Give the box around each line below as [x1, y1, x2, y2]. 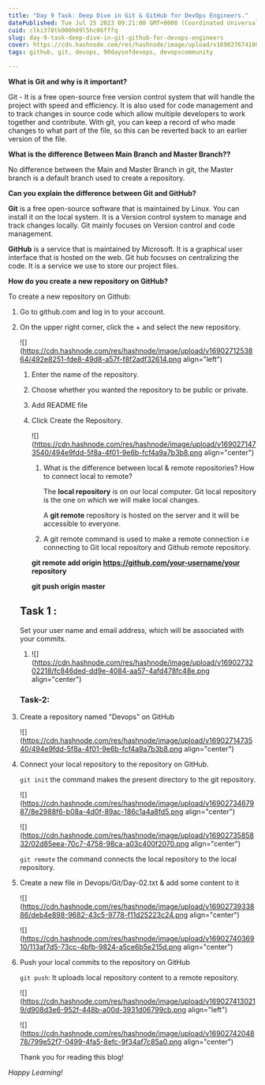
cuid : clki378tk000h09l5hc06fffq [8, 26, 118, 34]
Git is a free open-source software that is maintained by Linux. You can [8, 204, 240, 213]
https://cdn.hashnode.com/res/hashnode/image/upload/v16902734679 [22, 799, 255, 808]
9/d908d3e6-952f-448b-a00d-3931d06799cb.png [19, 1005, 187, 1015]
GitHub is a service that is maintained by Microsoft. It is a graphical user [8, 244, 243, 254]
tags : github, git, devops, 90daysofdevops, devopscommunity [8, 48, 214, 56]
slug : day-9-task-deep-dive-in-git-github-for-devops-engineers [8, 33, 224, 42]
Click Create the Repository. [31, 416, 123, 425]
